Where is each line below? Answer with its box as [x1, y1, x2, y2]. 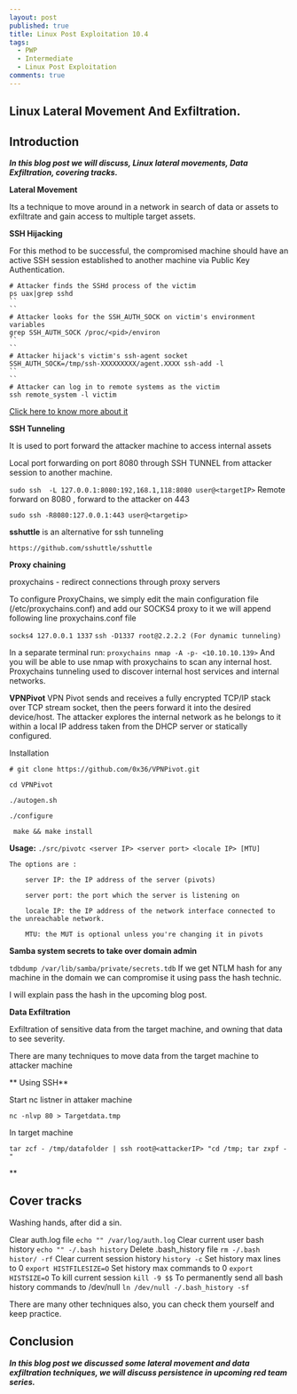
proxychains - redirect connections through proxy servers [9, 576, 221, 587]
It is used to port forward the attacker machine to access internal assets [9, 440, 272, 451]
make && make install [12, 827, 93, 836]
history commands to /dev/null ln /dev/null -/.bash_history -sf [9, 1281, 250, 1292]
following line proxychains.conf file [9, 613, 137, 623]
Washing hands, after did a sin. [9, 1217, 122, 1228]
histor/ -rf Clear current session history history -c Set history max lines [9, 1253, 281, 1263]
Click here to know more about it [9, 405, 129, 416]
